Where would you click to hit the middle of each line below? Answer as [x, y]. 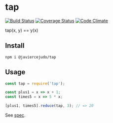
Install [15, 46]
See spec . [15, 115]
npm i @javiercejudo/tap [31, 57]
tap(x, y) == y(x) [22, 30]
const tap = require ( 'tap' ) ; [35, 83]
